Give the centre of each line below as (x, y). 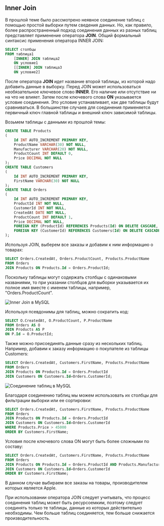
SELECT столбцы (20, 49)
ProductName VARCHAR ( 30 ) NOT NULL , (50, 144)
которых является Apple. (31, 488)
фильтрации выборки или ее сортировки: (48, 400)
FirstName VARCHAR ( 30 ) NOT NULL (47, 181)
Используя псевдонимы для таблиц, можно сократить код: (67, 311)
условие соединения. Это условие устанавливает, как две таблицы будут (82, 102)
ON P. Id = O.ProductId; (29, 334)
